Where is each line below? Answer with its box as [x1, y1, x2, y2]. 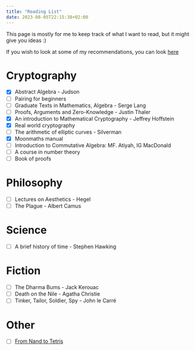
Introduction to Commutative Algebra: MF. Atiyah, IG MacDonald [14, 141, 171, 148]
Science [6, 223, 47, 237]
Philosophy [6, 176, 63, 190]
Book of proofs [14, 155, 51, 163]
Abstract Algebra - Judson [14, 88, 80, 95]
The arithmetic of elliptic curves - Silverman [14, 128, 122, 135]
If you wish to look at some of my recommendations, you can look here [6, 48, 179, 55]
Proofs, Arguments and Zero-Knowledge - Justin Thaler [14, 108, 151, 115]
